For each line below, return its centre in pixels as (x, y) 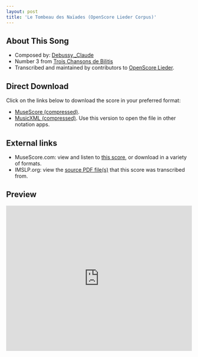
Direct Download (37, 86)
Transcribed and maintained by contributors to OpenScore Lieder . (95, 68)
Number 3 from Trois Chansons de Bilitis (64, 61)
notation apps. (32, 125)
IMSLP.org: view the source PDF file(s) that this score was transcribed (100, 169)
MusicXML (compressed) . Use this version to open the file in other (95, 118)
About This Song (38, 41)
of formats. (28, 163)
